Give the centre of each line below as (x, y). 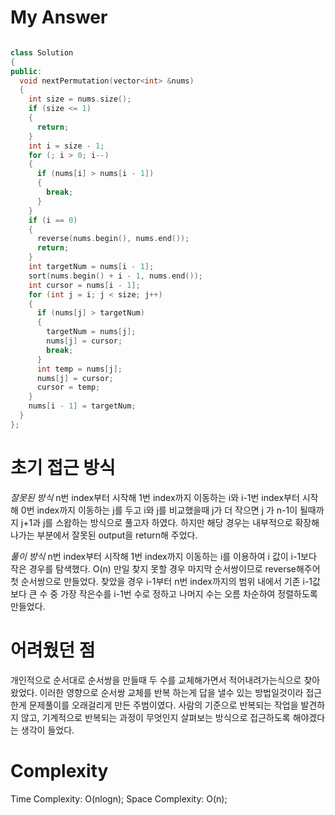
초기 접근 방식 (63, 468)
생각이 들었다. (47, 730)
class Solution (42, 52)
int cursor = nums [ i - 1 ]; (84, 285)
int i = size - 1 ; (66, 146)
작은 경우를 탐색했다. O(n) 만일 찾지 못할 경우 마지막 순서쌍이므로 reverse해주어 (165, 568)
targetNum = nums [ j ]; (91, 332)
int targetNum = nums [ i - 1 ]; (91, 267)
